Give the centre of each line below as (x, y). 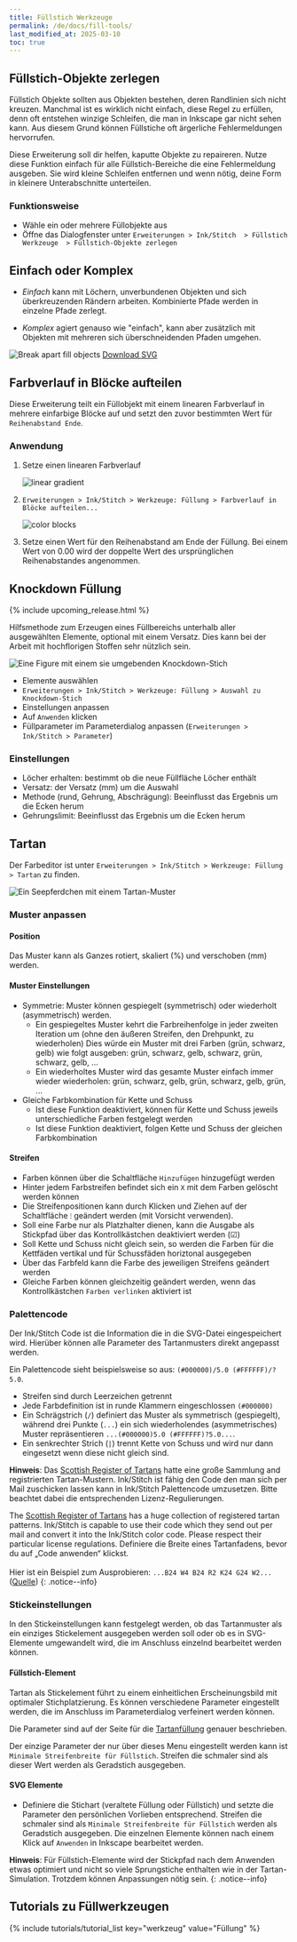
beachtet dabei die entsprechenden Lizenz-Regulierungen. (117, 1498)
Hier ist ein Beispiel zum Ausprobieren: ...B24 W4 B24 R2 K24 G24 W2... (141, 1572)
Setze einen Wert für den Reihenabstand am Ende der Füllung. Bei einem (155, 542)
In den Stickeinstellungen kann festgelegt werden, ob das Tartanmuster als (146, 1624)
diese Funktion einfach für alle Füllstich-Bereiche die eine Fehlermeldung (143, 164)
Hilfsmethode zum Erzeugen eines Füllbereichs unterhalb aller (123, 627)
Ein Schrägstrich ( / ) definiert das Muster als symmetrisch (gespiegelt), (151, 1415)
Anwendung (36, 445)
